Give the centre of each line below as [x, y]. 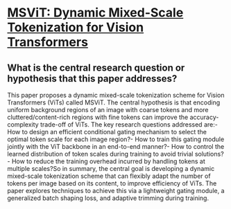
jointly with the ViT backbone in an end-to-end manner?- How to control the [116, 146]
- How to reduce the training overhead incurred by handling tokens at [106, 161]
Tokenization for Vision [76, 27]
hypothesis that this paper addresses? [92, 79]
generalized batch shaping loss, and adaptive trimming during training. [108, 198]
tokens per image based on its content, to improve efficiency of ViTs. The [112, 183]
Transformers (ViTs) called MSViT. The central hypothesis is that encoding [114, 102]
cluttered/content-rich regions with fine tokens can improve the [98, 117]
